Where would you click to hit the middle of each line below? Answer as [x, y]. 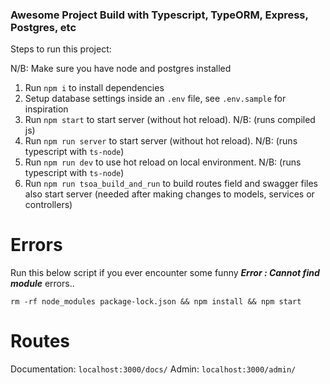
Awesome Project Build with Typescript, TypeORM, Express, [159, 15]
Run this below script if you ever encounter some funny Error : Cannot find [165, 273]
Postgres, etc [43, 27]
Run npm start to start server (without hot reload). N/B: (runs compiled [170, 120]
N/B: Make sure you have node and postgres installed [121, 69]
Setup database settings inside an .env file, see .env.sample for [155, 99]
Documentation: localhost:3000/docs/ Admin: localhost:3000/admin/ [153, 369]
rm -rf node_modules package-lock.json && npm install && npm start [156, 302]
